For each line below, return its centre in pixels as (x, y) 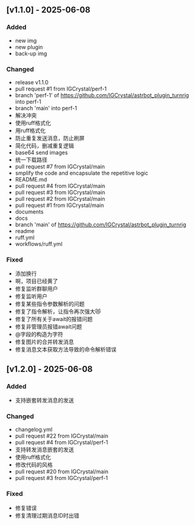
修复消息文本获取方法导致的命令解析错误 (66, 350)
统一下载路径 (31, 160)
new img (26, 40)
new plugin (29, 47)
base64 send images (41, 152)
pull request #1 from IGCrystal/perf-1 (61, 89)
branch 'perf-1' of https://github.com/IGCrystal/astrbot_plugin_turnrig (102, 95)
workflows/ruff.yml (39, 244)
